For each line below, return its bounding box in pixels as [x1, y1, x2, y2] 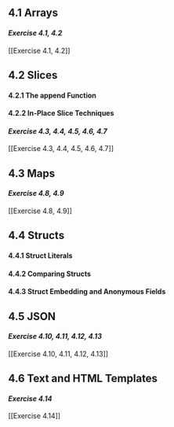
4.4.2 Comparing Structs [8, 269, 92, 278]
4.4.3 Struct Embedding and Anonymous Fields [8, 287, 166, 296]
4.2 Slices [8, 68, 58, 82]
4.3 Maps [8, 167, 56, 180]
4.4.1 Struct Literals [8, 251, 73, 260]
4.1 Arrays [8, 6, 59, 20]
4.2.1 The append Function [8, 90, 96, 100]
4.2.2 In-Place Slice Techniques [8, 109, 114, 118]
